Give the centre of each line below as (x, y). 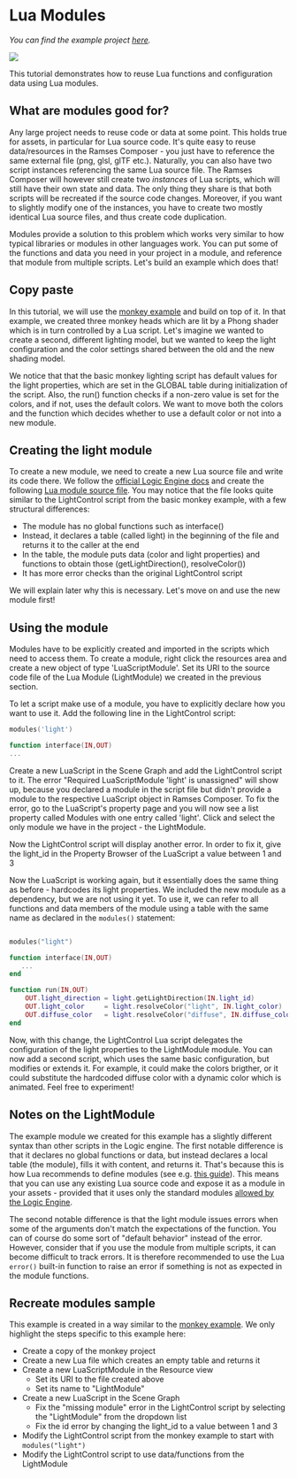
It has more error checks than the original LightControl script (132, 573)
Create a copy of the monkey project (89, 1351)
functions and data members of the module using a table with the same (139, 908)
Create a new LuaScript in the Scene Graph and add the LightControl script (146, 770)
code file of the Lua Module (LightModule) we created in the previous (136, 677)
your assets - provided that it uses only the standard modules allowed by (142, 1192)
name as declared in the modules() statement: (92, 918)
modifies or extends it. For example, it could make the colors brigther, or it (144, 1068)
